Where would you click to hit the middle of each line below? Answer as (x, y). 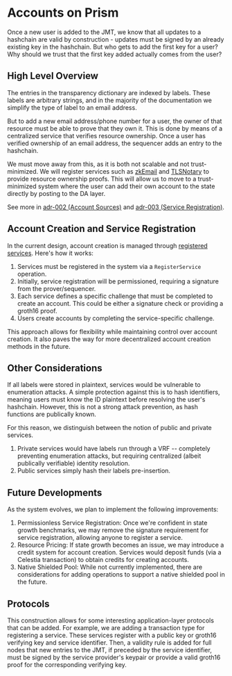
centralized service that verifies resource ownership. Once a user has (107, 135)
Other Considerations (55, 368)
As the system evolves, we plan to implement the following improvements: (113, 509)
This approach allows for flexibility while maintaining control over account (112, 331)
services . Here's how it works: (50, 253)
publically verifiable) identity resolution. (73, 463)
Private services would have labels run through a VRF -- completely (114, 449)
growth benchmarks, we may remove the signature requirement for (113, 530)
